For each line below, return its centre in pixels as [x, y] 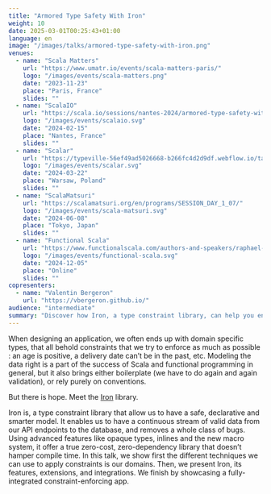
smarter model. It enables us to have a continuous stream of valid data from [134, 421]
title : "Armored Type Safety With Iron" [77, 16]
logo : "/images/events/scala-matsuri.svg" [95, 210]
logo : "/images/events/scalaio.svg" [85, 121]
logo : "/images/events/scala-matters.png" [95, 76]
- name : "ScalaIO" [47, 106]
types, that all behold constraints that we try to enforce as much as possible [134, 347]
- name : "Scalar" [45, 151]
